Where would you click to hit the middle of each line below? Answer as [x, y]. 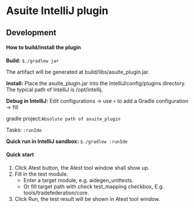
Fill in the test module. [41, 174]
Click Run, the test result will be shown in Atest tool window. [87, 199]
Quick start [20, 155]
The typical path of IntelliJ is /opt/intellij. [55, 89]
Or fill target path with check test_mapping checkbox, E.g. [94, 186]
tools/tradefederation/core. [56, 193]
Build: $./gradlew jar [33, 61]
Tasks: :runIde [24, 130]
